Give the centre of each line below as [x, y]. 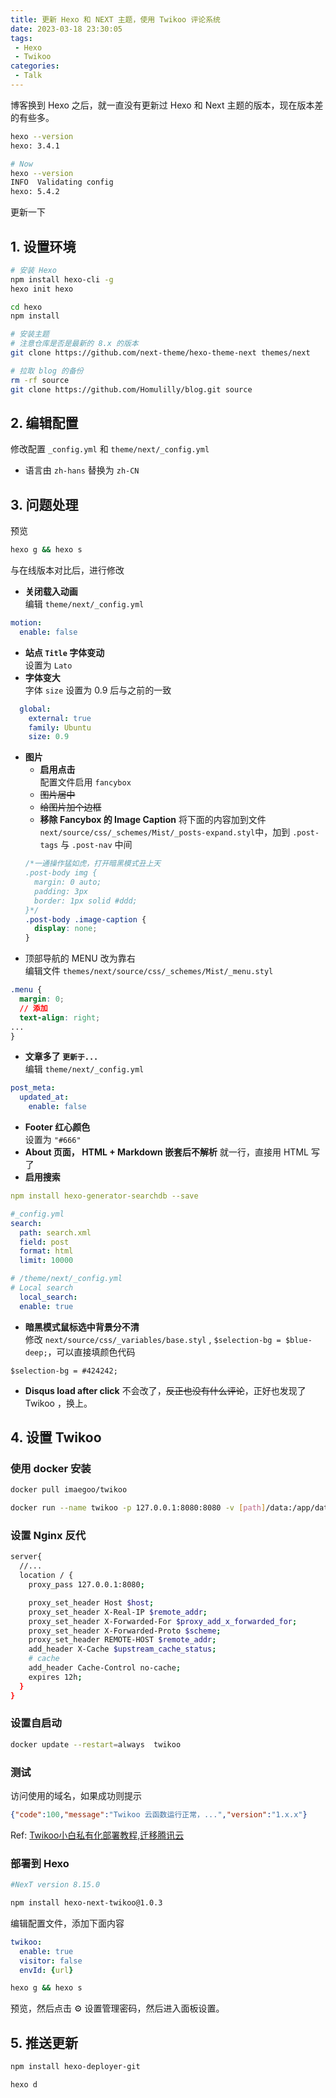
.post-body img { [61, 873]
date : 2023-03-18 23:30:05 [66, 29]
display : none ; [66, 929]
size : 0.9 [49, 737]
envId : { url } [46, 1970]
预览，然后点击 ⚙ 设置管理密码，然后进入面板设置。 [117, 2008]
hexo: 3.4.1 [35, 146]
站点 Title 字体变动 [64, 652]
